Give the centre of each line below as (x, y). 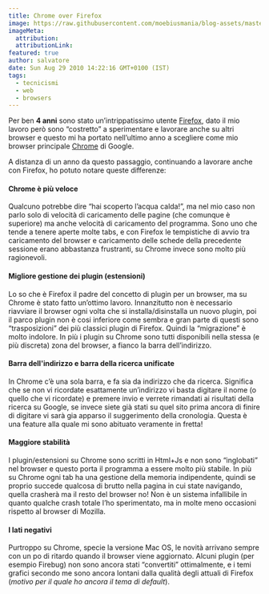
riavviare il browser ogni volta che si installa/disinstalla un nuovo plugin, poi (132, 311)
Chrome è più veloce (43, 189)
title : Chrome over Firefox (55, 16)
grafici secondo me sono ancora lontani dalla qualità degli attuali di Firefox (131, 573)
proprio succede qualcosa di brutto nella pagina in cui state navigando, (125, 486)
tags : (17, 75)
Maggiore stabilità (39, 442)
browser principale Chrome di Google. (71, 146)
